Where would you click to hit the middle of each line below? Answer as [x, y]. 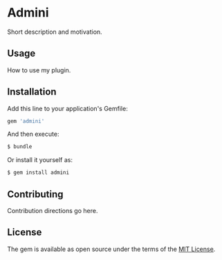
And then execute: [33, 134]
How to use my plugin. [39, 70]
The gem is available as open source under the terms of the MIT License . [111, 249]
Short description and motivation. [55, 32]
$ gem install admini [38, 173]
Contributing [35, 194]
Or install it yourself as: [40, 160]
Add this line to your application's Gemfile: [67, 108]
